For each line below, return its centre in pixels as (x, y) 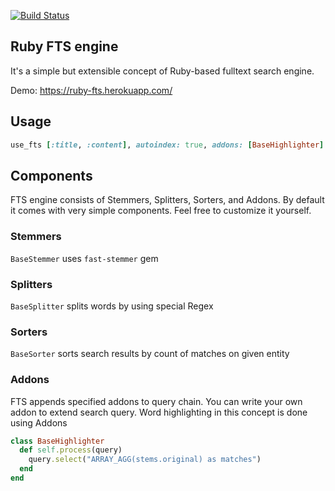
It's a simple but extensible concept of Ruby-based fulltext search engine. (162, 71)
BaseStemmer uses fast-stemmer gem (84, 258)
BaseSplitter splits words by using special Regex (112, 306)
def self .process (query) (71, 450)
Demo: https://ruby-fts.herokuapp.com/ (91, 90)
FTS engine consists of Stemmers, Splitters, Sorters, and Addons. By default (167, 200)
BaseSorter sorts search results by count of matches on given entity (150, 354)
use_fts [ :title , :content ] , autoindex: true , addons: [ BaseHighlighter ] (167, 145)
